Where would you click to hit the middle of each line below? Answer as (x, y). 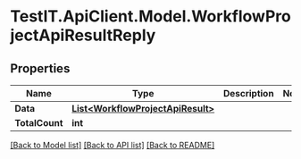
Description (249, 93)
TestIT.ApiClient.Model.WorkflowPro (150, 17)
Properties (40, 68)
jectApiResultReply (83, 35)
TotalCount (39, 123)
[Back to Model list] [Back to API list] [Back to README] (113, 145)
